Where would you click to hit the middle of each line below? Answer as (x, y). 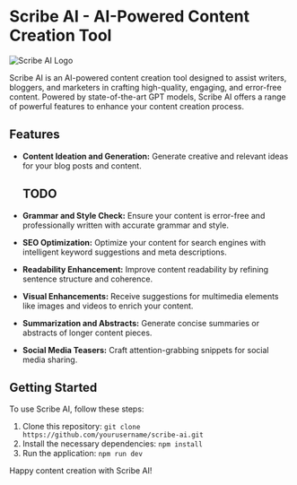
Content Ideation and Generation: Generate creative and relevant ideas (155, 156)
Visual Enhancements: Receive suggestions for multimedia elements (150, 296)
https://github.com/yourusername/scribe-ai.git (113, 435)
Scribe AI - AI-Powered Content (130, 17)
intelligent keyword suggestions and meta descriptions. (124, 252)
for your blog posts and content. (82, 165)
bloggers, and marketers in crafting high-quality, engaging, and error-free (146, 87)
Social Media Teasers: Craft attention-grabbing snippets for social (145, 350)
